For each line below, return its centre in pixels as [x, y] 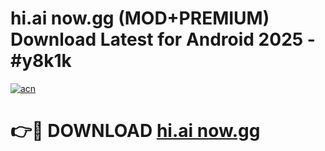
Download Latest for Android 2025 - [163, 39]
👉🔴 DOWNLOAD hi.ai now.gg [135, 131]
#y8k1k [41, 61]
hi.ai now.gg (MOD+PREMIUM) [140, 18]
